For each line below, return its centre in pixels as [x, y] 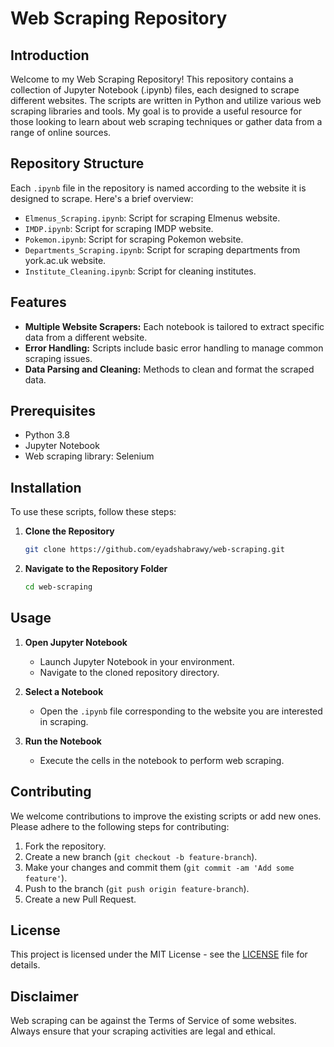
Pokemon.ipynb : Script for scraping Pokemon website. [134, 239]
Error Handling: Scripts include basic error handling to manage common [174, 348]
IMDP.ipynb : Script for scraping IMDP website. [119, 228]
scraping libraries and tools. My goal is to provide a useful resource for [156, 111]
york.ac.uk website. [65, 260]
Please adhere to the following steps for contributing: [120, 826]
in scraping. [64, 721]
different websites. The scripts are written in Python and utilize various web [166, 100]
